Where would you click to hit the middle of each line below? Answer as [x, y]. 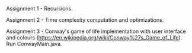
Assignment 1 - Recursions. [39, 9]
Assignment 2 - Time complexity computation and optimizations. [85, 20]
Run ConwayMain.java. [34, 44]
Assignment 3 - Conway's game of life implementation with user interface [96, 31]
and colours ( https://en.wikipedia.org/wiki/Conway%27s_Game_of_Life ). [94, 37]
